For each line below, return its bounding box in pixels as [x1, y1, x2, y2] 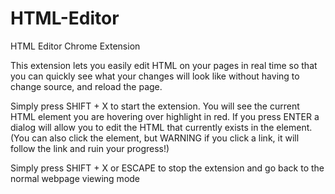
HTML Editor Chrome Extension [10, 40, 141, 52]
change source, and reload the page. [10, 80, 163, 92]
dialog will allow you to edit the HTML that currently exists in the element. [10, 121, 313, 133]
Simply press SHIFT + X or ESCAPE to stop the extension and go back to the [10, 162, 325, 174]
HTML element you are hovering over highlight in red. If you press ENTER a [10, 110, 320, 122]
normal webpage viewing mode [10, 172, 141, 184]
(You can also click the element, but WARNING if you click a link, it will [10, 132, 300, 144]
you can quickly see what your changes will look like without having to [10, 70, 300, 82]
